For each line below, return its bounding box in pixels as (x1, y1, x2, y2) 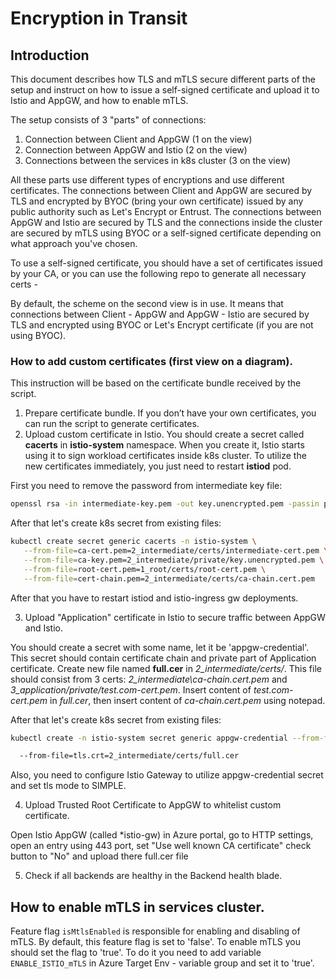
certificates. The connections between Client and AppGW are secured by (10, 185, 313, 196)
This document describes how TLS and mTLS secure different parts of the (10, 73, 316, 85)
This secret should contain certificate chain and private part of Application (10, 652, 317, 664)
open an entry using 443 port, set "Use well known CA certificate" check (10, 840, 312, 852)
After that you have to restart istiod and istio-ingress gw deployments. (10, 592, 299, 604)
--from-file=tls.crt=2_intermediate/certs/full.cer (19, 751, 240, 761)
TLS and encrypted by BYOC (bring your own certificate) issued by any (10, 195, 304, 207)
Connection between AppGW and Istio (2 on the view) (24, 144, 248, 156)
